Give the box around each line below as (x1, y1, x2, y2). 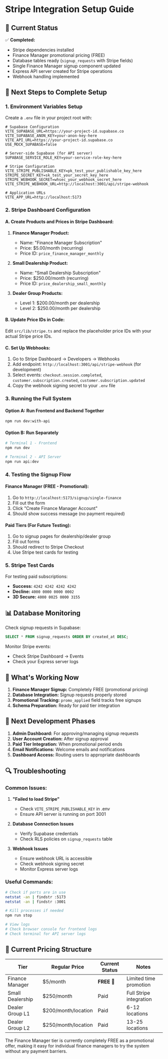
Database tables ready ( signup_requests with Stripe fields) (12, 58, 133, 63)
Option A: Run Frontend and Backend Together (5, 407, 104, 413)
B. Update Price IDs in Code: (5, 316, 65, 323)
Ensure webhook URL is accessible (19, 855, 92, 861)
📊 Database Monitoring (5, 609, 81, 617)
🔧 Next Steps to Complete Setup (5, 88, 107, 96)
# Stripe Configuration (5, 164, 55, 169)
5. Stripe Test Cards (5, 562, 54, 569)
